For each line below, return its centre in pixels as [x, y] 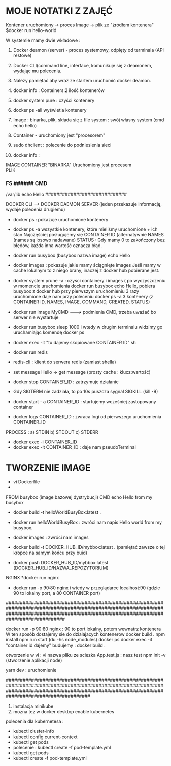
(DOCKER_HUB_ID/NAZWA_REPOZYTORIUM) [61, 568]
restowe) [22, 55]
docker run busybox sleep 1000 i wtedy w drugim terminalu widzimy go [88, 327]
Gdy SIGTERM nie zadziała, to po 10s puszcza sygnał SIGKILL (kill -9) [85, 392]
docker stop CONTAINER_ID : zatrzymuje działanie [66, 382]
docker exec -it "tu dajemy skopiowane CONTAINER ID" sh [74, 343]
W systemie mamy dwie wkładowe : [43, 40]
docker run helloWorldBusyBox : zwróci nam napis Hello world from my [87, 522]
